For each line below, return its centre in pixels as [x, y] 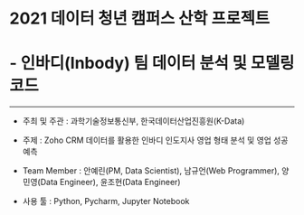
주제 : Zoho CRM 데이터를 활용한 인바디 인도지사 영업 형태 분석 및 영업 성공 [155, 140]
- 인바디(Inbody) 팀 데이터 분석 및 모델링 [152, 63]
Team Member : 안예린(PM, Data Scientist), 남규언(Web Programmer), [151, 171]
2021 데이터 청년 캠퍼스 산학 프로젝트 [140, 19]
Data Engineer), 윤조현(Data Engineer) [110, 182]
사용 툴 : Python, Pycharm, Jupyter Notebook [106, 201]
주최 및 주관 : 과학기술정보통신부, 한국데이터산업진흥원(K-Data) [133, 121]
